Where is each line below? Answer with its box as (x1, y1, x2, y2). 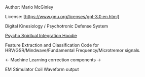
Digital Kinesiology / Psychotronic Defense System (5, 23, 109, 29)
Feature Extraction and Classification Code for (5, 42, 99, 48)
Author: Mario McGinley (5, 4, 53, 10)
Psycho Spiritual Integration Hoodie (5, 33, 77, 38)
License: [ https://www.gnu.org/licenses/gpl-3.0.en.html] (5, 14, 120, 19)
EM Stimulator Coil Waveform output (5, 66, 79, 72)
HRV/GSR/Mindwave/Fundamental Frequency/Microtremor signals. (5, 48, 141, 53)
